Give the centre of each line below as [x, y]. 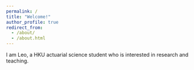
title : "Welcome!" [28, 17]
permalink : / [22, 11]
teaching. [18, 61]
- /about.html [28, 38]
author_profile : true [32, 22]
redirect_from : [25, 27]
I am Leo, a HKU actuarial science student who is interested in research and [97, 55]
